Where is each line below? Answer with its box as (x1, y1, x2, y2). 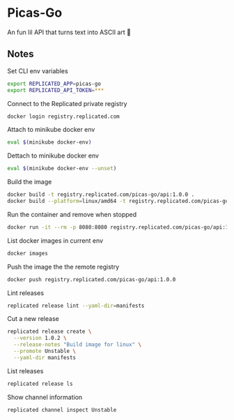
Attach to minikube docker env (7, 126, 95, 134)
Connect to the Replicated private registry (7, 99, 127, 107)
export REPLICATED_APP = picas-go (7, 80, 101, 87)
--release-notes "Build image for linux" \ (13, 341, 141, 348)
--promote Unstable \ (13, 347, 77, 354)
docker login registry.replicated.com (7, 113, 120, 120)
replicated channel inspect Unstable (7, 406, 117, 413)
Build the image (7, 178, 52, 186)
